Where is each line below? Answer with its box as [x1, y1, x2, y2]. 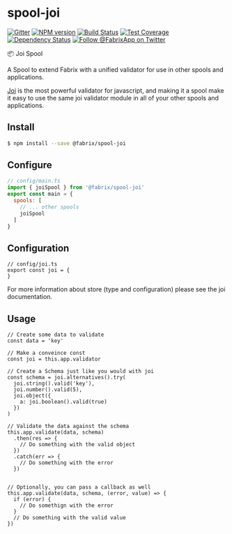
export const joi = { [7, 267, 70, 274]
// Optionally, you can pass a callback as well [7, 484, 151, 491]
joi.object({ [13, 392, 52, 399]
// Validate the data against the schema [7, 423, 130, 430]
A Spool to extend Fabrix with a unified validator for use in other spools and [7, 65, 224, 74]
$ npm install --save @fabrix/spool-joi [7, 139, 127, 147]
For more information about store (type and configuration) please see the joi [7, 285, 226, 293]
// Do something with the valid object [20, 441, 136, 448]
